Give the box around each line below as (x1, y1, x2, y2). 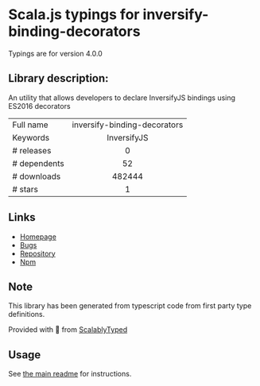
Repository (19, 249, 56, 258)
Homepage (19, 232, 57, 241)
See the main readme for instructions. (8, 369, 132, 379)
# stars (12, 183, 38, 195)
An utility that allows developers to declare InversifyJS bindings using (8, 93, 236, 102)
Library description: (8, 71, 109, 85)
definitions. (8, 310, 45, 319)
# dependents (12, 157, 65, 168)
